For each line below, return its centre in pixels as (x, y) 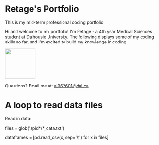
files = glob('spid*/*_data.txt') (35, 128)
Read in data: (18, 118)
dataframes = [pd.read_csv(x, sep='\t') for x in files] (57, 137)
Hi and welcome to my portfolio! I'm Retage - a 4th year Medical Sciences (79, 31)
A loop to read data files (54, 105)
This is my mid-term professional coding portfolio (54, 22)
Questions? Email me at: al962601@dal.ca (47, 86)
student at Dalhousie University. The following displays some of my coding (79, 37)
